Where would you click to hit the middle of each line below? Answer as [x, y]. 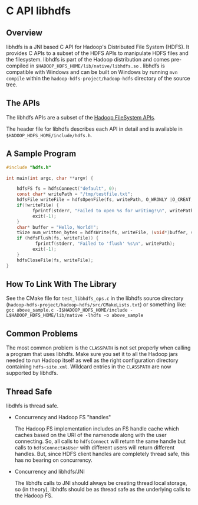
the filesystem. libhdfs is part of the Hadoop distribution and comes [88, 59]
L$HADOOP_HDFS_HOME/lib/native [44, 315]
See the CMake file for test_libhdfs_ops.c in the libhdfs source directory [95, 298]
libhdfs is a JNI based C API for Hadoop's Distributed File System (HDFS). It [98, 47]
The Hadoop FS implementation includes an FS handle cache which [97, 428]
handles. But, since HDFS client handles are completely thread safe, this [102, 454]
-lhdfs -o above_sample [114, 315]
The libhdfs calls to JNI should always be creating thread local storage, [101, 483]
